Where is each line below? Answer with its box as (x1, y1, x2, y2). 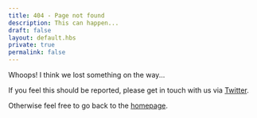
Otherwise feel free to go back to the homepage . (8, 101, 169, 110)
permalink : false (8, 48, 66, 56)
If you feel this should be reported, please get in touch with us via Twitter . (8, 86, 249, 95)
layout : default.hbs (8, 33, 77, 42)
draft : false (8, 26, 52, 34)
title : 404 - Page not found (8, 11, 105, 20)
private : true (8, 41, 56, 49)
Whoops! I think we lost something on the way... (8, 70, 165, 79)
